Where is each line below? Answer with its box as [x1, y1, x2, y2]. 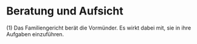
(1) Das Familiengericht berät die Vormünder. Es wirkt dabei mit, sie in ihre [6, 24, 192, 31]
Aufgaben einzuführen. [6, 30, 64, 37]
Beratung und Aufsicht [6, 4, 123, 18]
